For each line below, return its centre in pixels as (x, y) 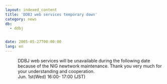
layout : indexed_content (31, 10)
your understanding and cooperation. (56, 71)
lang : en (14, 46)
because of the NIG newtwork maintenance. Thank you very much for (90, 66)
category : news (21, 19)
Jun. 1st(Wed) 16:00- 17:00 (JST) (52, 76)
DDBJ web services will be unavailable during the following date (84, 60)
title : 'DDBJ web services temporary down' (51, 14)
